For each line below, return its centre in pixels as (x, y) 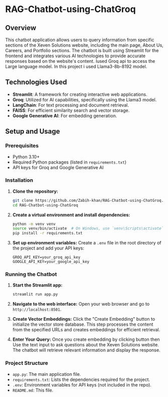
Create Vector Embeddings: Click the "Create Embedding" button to (84, 319)
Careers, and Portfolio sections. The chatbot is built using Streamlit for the (82, 50)
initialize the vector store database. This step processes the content (83, 324)
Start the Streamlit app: (37, 285)
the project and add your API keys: (48, 248)
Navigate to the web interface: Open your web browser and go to (81, 304)
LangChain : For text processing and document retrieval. (71, 105)
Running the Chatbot (31, 275)
